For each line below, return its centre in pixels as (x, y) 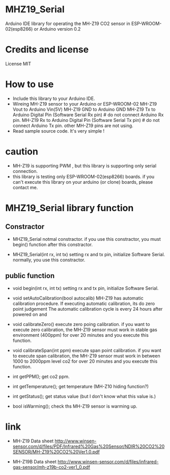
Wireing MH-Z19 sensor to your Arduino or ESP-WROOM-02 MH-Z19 (84, 104)
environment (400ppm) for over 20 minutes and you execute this (81, 335)
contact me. (25, 187)
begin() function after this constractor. (53, 244)
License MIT (18, 64)
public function (30, 276)
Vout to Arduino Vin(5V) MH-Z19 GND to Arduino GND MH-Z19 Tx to (84, 109)
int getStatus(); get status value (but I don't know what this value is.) (84, 396)
